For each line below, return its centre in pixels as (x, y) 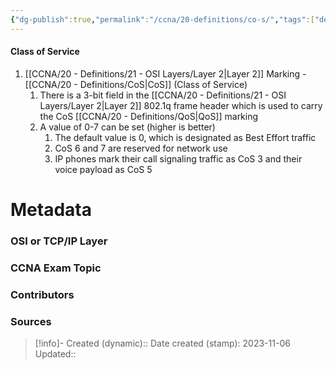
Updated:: (55, 354)
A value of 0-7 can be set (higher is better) (127, 127)
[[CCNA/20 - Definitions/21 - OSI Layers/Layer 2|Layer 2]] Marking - (165, 73)
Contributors (42, 294)
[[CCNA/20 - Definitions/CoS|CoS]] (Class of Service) (136, 84)
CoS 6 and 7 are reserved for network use (141, 148)
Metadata (51, 210)
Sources (31, 321)
